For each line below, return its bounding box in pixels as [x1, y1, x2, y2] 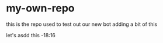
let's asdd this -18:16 [6, 32, 56, 38]
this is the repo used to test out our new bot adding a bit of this [6, 21, 158, 28]
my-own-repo [6, 2, 75, 15]
